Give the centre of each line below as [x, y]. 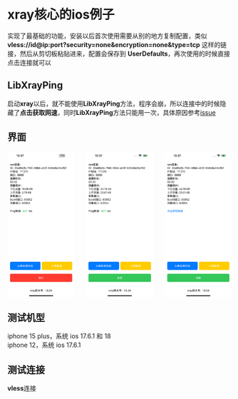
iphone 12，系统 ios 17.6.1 [44, 345]
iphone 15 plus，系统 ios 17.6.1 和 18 [59, 336]
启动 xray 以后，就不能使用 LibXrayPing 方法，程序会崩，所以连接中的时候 [114, 103]
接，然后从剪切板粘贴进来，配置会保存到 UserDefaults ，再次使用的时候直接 [119, 54]
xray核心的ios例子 [61, 15]
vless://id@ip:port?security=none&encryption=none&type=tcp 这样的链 [117, 44]
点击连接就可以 [29, 62]
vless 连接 [22, 388]
